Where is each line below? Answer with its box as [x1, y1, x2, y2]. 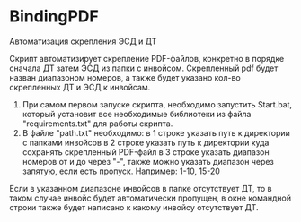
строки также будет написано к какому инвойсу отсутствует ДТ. [9, 201, 259, 212]
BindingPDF [9, 6, 99, 27]
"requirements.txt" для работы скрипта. [22, 118, 173, 129]
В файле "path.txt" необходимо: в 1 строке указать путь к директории [22, 127, 290, 138]
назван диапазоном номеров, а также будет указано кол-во [9, 72, 241, 82]
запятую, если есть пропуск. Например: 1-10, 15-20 [22, 166, 220, 176]
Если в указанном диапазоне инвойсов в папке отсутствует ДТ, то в [9, 183, 272, 193]
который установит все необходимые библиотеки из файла [22, 108, 252, 119]
